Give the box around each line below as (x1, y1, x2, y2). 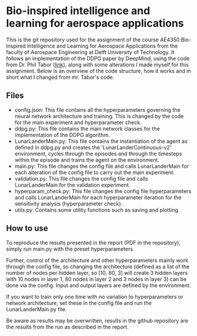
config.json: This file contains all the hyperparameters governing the (14, 106, 181, 113)
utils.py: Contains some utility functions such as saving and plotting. (14, 206, 180, 213)
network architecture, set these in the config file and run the (6, 299, 152, 307)
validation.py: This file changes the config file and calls (14, 175, 148, 182)
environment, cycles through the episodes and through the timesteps (14, 150, 182, 157)
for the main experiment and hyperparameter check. (14, 119, 142, 126)
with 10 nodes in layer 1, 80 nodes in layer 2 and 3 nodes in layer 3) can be (6, 275, 187, 282)
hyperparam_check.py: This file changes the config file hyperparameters (14, 187, 192, 195)
